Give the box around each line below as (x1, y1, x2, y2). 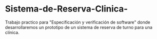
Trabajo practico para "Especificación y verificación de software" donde (5, 19, 150, 25)
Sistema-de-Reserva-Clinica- (5, 3, 128, 14)
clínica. (5, 29, 20, 35)
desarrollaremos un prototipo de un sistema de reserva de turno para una (5, 24, 153, 30)
